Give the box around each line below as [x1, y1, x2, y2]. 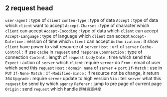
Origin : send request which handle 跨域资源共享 [5, 86, 102, 92]
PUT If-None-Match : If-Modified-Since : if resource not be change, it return [5, 70, 160, 76]
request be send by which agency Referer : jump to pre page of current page [5, 81, 162, 87]
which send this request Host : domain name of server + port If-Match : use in [5, 65, 163, 71]
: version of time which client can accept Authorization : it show [24, 38, 159, 44]
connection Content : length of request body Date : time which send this [5, 54, 152, 60]
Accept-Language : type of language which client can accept [5, 33, 130, 39]
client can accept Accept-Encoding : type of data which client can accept [5, 27, 159, 34]
